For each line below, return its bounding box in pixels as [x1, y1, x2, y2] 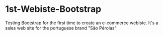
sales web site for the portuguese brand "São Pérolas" [5, 25, 117, 31]
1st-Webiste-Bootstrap [5, 3, 101, 15]
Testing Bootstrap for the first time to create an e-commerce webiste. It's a [5, 20, 159, 26]
